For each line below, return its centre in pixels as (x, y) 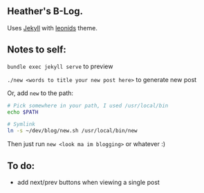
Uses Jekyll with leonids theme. (53, 28)
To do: (21, 166)
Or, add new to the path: (40, 93)
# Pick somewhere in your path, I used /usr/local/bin (88, 105)
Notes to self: (37, 50)
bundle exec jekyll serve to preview (60, 66)
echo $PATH (23, 112)
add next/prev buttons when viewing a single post (89, 182)
